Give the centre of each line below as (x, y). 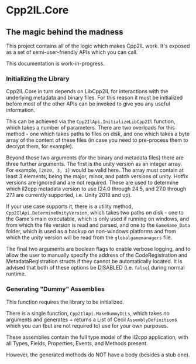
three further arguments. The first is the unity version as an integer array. (94, 164)
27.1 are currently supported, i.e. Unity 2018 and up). (69, 195)
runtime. (16, 274)
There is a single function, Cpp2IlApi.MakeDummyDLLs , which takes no (88, 313)
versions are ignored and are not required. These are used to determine (92, 183)
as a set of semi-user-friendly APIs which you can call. (72, 52)
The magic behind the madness (65, 32)
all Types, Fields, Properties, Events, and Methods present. (77, 343)
